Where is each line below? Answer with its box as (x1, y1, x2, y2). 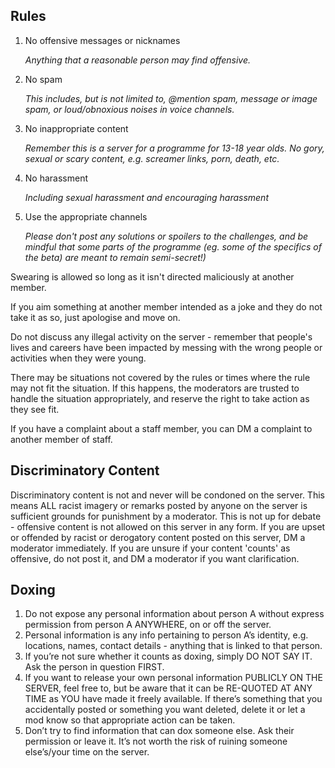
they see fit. (10, 403, 60, 415)
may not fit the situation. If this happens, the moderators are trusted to (10, 382, 300, 394)
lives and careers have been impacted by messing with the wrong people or (10, 341, 323, 353)
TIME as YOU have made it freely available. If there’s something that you (24, 693, 323, 705)
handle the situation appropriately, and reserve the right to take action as (10, 392, 310, 404)
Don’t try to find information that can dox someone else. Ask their (24, 725, 295, 737)
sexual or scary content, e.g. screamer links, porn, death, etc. (24, 152, 280, 164)
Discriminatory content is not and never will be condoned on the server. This (10, 489, 325, 501)
